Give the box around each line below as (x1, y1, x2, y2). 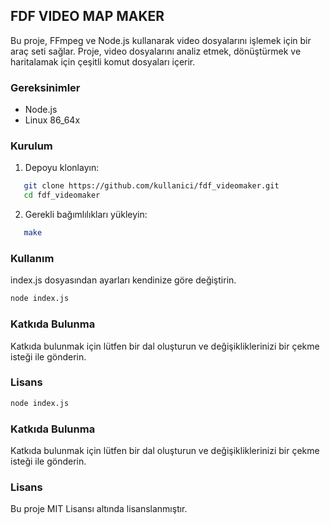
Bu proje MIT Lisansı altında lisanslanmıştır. (10, 503, 188, 515)
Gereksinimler (10, 80, 81, 94)
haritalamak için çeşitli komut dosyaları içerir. (10, 55, 196, 68)
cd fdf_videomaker (23, 190, 101, 201)
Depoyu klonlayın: (24, 162, 100, 174)
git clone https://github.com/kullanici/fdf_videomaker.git (23, 181, 280, 191)
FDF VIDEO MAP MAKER (10, 8, 165, 25)
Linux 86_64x (24, 114, 81, 126)
